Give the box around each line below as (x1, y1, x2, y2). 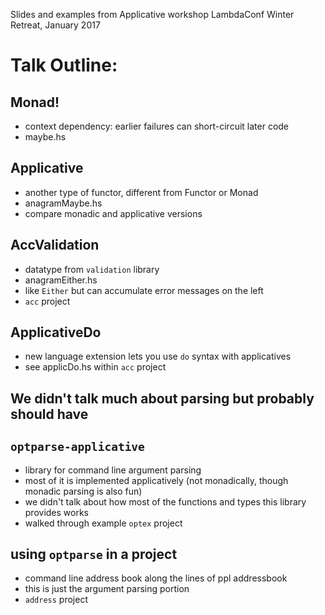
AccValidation (10, 237, 100, 254)
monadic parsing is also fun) (24, 485, 143, 497)
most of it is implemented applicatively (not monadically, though (24, 474, 289, 486)
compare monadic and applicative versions (24, 207, 203, 219)
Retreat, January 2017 (10, 19, 101, 31)
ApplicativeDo (10, 324, 102, 341)
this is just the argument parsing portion (24, 583, 190, 595)
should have (10, 405, 89, 423)
